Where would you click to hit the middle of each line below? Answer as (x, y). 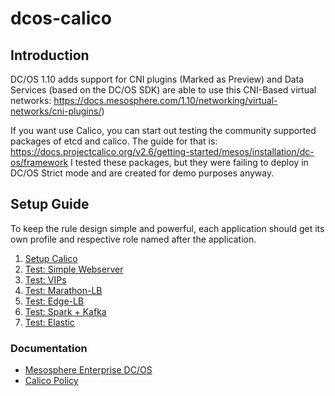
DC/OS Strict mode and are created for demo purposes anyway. (142, 173)
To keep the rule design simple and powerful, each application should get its (167, 228)
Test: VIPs (45, 279)
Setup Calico (51, 258)
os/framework (39, 162)
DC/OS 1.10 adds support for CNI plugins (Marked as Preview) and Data (157, 79)
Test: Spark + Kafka (65, 311)
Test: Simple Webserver (74, 269)
